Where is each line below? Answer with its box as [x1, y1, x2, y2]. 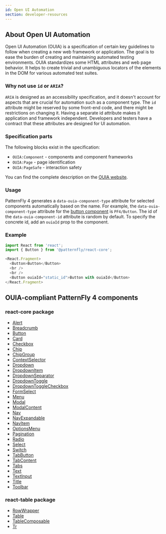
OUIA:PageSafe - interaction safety [12, 164, 82, 170]
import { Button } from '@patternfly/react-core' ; [5, 247, 112, 252]
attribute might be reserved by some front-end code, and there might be [5, 104, 153, 110]
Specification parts [5, 133, 53, 140]
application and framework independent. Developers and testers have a [5, 115, 152, 121]
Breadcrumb [12, 325, 38, 331]
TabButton [12, 452, 34, 458]
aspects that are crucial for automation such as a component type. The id [5, 99, 157, 105]
